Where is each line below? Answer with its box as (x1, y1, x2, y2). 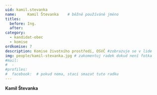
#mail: (5, 58, 19, 63)
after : (9, 26, 23, 31)
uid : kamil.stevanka (5, 7, 48, 12)
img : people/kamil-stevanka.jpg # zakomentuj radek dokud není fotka (5, 53, 153, 58)
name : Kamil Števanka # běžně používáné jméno (5, 12, 119, 17)
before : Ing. (9, 21, 37, 26)
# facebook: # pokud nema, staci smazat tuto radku (5, 72, 119, 77)
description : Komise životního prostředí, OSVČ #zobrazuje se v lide (5, 48, 153, 53)
